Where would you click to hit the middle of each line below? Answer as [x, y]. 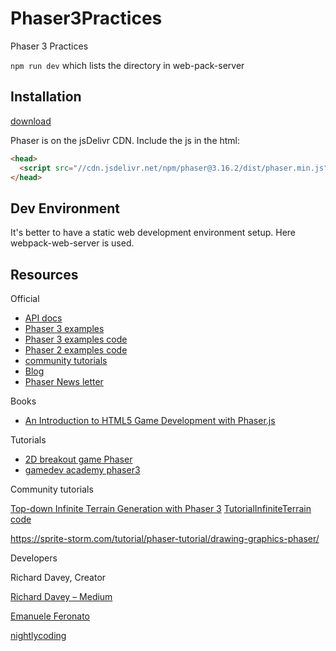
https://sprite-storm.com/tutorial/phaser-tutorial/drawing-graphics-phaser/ [165, 538]
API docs [43, 318]
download [31, 121]
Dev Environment [65, 208]
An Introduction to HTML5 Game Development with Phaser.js [150, 420]
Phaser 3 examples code [76, 339]
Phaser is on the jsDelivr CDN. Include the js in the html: [125, 140]
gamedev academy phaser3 [82, 470]
